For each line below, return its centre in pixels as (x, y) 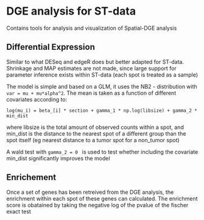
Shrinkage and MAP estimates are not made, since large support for (91, 68)
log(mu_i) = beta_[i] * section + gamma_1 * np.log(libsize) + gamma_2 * (102, 111)
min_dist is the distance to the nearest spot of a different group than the (96, 133)
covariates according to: (37, 99)
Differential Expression (51, 47)
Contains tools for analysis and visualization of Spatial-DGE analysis (92, 28)
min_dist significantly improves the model (58, 158)
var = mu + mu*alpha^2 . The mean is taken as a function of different (91, 93)
